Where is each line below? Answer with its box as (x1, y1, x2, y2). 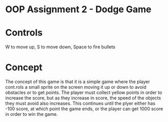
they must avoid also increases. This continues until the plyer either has (5, 101, 156, 107)
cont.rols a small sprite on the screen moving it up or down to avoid (5, 84, 147, 90)
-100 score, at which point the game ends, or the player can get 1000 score (5, 106, 163, 112)
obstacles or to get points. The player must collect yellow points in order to (5, 89, 162, 95)
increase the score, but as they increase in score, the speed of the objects (5, 95, 161, 101)
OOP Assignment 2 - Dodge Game (5, 4, 152, 15)
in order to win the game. (5, 111, 58, 117)
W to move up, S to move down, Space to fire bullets (5, 44, 116, 50)
